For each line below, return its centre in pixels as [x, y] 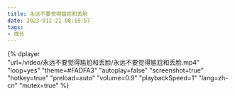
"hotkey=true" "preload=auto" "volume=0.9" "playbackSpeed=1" [102, 78]
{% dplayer [24, 54]
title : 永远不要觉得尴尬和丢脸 [48, 14]
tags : [15, 27]
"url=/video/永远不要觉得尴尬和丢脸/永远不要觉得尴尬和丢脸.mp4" [104, 63]
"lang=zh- [213, 78]
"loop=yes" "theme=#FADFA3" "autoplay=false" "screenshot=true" [105, 70]
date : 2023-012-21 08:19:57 [49, 21]
